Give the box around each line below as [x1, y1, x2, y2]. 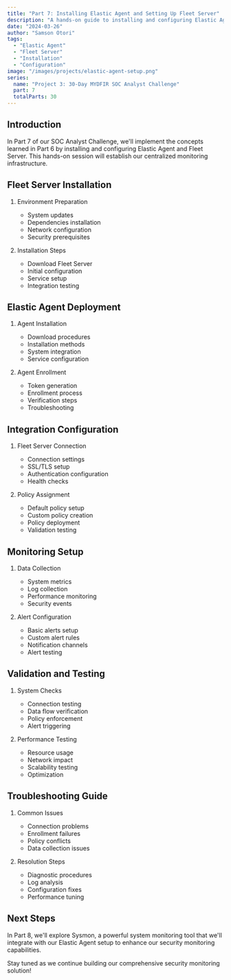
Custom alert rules [27, 633, 80, 642]
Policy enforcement [27, 714, 83, 722]
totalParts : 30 [13, 94, 57, 101]
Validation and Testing [7, 668, 105, 680]
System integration [27, 347, 81, 356]
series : [7, 74, 30, 81]
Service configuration [27, 355, 89, 363]
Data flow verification [27, 707, 88, 715]
